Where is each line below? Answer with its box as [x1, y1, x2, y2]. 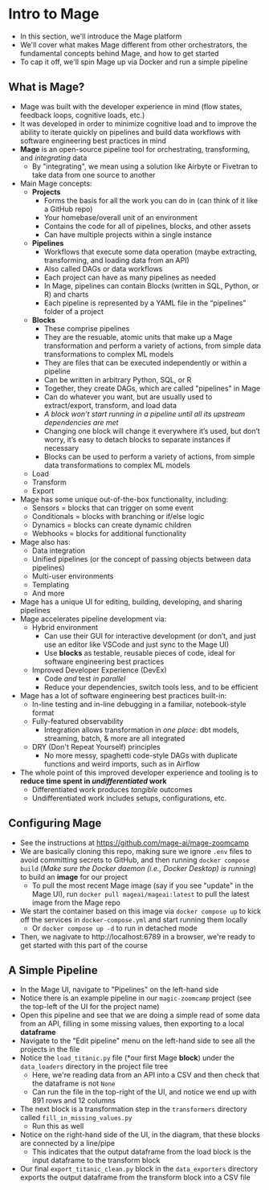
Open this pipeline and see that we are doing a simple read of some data [19, 1010, 261, 1020]
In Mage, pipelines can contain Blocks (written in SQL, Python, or [43, 280, 259, 290]
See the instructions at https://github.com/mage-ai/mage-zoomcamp [19, 837, 249, 848]
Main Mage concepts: [19, 178, 92, 188]
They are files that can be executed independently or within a [43, 358, 247, 367]
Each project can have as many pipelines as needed [43, 272, 217, 282]
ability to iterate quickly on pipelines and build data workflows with [19, 127, 241, 137]
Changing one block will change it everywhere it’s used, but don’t [43, 426, 261, 436]
